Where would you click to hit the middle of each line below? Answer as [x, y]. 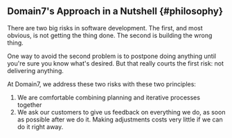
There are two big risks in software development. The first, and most [105, 28]
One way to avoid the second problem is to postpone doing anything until [112, 56]
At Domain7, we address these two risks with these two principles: [101, 84]
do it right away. [40, 126]
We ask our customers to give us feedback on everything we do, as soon [121, 112]
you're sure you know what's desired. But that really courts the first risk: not [115, 63]
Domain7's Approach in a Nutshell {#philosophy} [115, 11]
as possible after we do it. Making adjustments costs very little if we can [120, 119]
